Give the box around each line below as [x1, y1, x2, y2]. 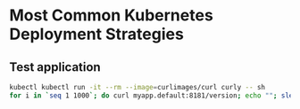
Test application [9, 59, 101, 74]
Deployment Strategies [9, 24, 185, 44]
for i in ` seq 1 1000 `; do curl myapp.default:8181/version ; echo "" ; [9, 90, 278, 100]
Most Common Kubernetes [9, 5, 214, 26]
